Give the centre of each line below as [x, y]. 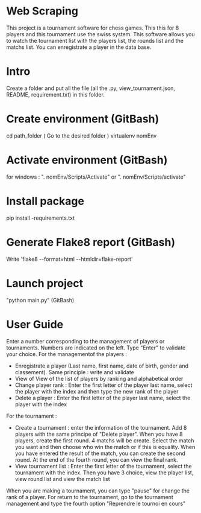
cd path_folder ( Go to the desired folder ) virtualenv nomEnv [82, 135]
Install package [45, 201]
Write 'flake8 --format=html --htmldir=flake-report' [70, 259]
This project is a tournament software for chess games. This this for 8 [93, 28]
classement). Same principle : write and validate [74, 372]
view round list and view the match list [62, 479]
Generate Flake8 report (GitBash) [91, 242]
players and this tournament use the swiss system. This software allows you [100, 34]
